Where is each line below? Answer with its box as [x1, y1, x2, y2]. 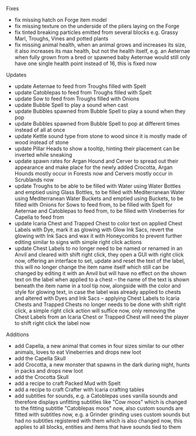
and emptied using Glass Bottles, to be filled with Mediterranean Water [14, 189, 185, 195]
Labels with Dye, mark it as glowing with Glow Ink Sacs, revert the [14, 226, 174, 233]
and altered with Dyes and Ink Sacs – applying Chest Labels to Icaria [14, 295, 180, 302]
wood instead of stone [14, 139, 69, 146]
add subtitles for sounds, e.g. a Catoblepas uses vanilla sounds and [14, 393, 178, 399]
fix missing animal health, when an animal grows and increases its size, [14, 41, 187, 48]
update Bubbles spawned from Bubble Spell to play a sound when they [14, 108, 186, 114]
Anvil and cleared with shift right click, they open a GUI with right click [14, 251, 184, 258]
